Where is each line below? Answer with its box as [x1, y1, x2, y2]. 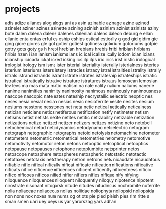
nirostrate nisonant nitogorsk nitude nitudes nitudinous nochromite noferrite [5, 182, 160, 188]
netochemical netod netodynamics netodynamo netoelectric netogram [5, 125, 149, 130]
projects [5, 3, 41, 15]
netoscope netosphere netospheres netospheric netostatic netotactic [5, 151, 147, 157]
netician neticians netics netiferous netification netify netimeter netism [5, 109, 149, 115]
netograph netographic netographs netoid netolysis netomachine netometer [5, 130, 160, 136]
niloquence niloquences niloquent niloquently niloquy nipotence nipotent [5, 177, 154, 183]
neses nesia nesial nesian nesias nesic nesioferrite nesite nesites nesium [5, 98, 154, 104]
